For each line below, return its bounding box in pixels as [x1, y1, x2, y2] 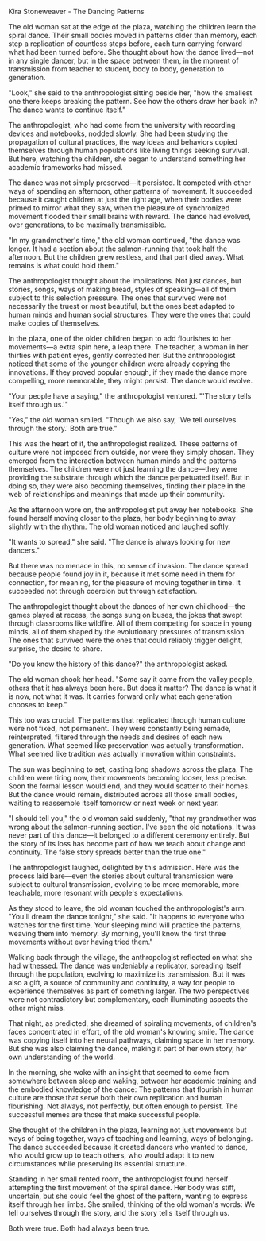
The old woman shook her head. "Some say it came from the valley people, [8, 675, 254, 684]
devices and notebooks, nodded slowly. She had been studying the [8, 129, 229, 138]
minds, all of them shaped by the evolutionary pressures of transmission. [8, 627, 247, 636]
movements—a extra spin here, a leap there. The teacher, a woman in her [8, 342, 249, 352]
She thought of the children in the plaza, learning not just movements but [8, 1125, 248, 1135]
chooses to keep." [8, 700, 67, 709]
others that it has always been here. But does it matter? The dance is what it [8, 683, 256, 692]
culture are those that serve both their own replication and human [8, 1093, 223, 1102]
